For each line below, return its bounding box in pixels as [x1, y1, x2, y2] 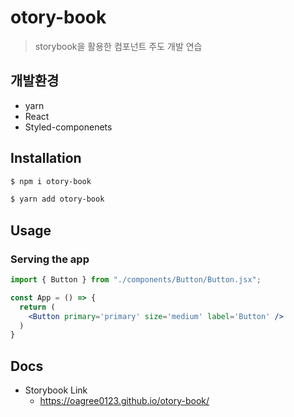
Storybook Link [24, 384, 88, 396]
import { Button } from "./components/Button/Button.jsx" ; [10, 275, 262, 285]
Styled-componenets [24, 121, 113, 133]
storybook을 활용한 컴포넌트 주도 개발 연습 [34, 40, 203, 52]
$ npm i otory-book [10, 176, 92, 186]
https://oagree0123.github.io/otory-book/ [39, 395, 210, 407]
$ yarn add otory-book [10, 194, 105, 205]
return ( [19, 302, 56, 312]
